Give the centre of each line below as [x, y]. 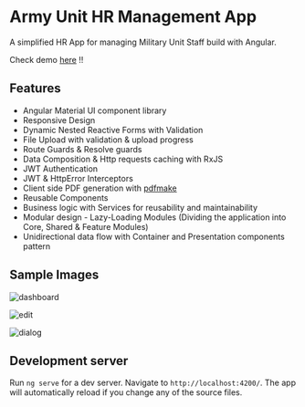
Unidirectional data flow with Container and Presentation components [153, 236]
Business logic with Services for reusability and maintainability [140, 207]
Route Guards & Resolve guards [82, 149]
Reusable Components [65, 197]
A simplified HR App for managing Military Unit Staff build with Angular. [143, 42]
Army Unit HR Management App [133, 17]
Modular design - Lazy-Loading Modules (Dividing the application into [154, 217]
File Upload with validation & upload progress [108, 140]
